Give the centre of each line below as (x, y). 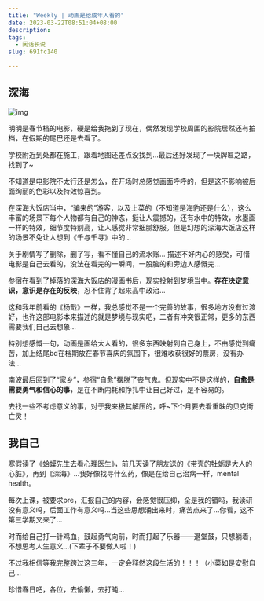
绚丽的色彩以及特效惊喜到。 (59, 191)
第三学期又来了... (35, 519)
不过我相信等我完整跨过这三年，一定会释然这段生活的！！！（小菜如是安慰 (128, 563)
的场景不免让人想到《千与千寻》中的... (70, 237)
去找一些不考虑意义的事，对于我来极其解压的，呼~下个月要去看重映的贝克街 (131, 406)
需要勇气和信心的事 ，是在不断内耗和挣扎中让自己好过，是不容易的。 (118, 389)
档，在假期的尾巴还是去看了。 (56, 137)
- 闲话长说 (31, 45)
